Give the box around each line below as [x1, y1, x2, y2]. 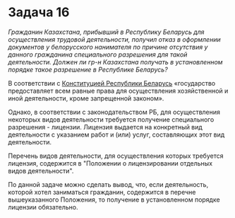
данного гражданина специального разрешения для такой [8, 50, 188, 59]
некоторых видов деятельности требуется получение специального [8, 115, 215, 124]
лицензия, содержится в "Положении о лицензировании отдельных [8, 159, 213, 167]
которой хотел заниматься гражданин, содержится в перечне [8, 188, 196, 196]
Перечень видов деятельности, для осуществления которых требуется [8, 151, 224, 160]
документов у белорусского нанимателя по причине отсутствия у [8, 42, 208, 51]
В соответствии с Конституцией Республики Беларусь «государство [8, 79, 216, 87]
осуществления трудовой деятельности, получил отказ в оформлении [8, 35, 221, 43]
